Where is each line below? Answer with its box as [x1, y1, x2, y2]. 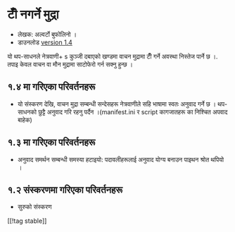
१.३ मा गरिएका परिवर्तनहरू [7, 137, 96, 149]
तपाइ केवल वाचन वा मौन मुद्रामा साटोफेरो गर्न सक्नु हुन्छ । [7, 60, 134, 68]
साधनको [17, 107, 37, 116]
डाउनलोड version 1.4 [17, 38, 72, 47]
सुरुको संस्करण [17, 202, 52, 211]
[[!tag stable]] [7, 216, 47, 225]
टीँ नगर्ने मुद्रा [7, 6, 59, 23]
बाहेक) [17, 116, 33, 124]
